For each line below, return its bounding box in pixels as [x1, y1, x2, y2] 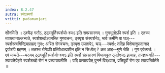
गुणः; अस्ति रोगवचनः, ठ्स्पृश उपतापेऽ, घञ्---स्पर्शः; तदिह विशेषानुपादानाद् [37, 41, 149, 47]
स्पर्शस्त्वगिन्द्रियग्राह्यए [5, 41, 36, 47]
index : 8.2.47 [5, 7, 34, 12]
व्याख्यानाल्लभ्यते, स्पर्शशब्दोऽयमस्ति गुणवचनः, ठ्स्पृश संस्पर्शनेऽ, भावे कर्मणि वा [5, 36, 122, 41]
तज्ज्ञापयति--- [137, 52, 161, 58]
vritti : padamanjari [5, 16, 48, 21]
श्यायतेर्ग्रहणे [5, 58, 23, 64]
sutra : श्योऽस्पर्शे [5, 12, 33, 17]
